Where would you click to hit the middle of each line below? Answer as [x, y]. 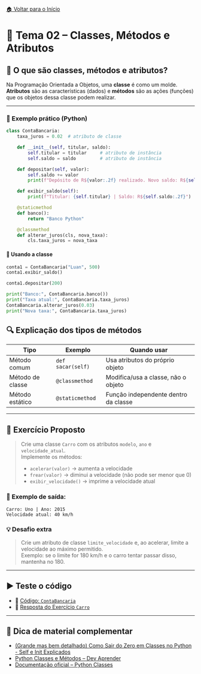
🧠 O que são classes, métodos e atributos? [87, 70]
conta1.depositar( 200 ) [34, 283]
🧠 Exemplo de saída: [36, 497]
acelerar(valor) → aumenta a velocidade [81, 469]
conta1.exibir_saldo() [34, 273]
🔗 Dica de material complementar [69, 631]
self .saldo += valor [53, 175]
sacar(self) [73, 367]
